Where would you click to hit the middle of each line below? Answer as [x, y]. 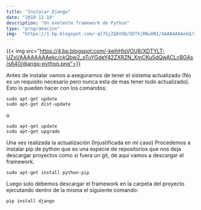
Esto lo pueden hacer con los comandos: [57, 88]
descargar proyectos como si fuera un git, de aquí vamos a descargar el [95, 156]
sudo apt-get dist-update [38, 104]
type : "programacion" [33, 28]
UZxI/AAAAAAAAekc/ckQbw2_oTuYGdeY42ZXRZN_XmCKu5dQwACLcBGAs [100, 57]
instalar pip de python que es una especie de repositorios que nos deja [94, 149]
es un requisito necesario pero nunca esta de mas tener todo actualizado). [98, 82]
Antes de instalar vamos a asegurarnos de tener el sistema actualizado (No [99, 75]
